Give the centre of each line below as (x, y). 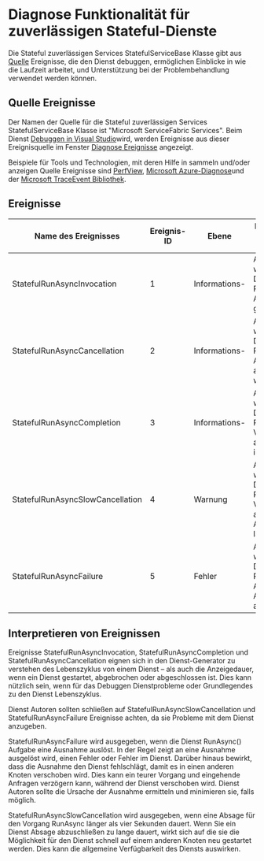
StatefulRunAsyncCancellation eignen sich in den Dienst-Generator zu (122, 661)
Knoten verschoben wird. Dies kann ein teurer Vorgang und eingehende (125, 775)
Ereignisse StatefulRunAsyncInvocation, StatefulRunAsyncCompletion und (128, 652)
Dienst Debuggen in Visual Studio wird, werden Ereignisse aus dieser (119, 139)
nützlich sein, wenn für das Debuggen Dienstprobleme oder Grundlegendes (131, 686)
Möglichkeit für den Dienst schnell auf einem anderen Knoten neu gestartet (130, 841)
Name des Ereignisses (77, 236)
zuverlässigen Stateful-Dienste (113, 31)
